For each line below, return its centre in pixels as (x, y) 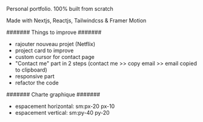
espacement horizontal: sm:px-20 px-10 (65, 106)
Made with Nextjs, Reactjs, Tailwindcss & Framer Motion (76, 20)
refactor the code (37, 83)
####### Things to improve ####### (54, 32)
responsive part (35, 76)
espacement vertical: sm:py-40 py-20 (62, 113)
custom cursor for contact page (55, 57)
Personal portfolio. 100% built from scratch (60, 9)
